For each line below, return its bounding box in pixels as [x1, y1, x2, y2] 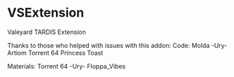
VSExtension [7, 5, 84, 21]
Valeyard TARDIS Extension [7, 28, 86, 36]
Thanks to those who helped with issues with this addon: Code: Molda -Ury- [7, 41, 228, 49]
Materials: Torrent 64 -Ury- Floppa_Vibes [7, 62, 126, 70]
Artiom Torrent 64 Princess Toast [7, 49, 104, 57]
